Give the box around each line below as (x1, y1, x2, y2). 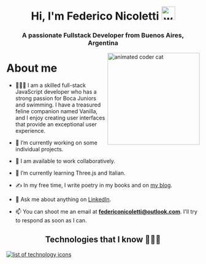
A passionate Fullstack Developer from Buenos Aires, (21, 31, 185, 40)
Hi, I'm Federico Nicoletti (31, 9, 159, 23)
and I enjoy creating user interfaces (15, 114, 105, 122)
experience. (15, 127, 46, 135)
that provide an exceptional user (15, 121, 97, 128)
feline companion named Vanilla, (15, 108, 98, 115)
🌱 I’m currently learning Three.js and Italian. (15, 169, 126, 177)
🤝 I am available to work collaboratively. (15, 157, 115, 165)
